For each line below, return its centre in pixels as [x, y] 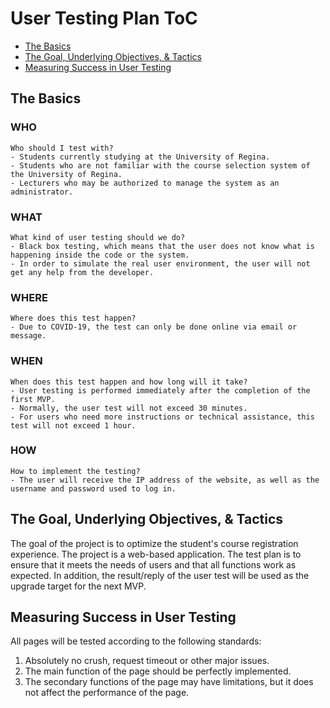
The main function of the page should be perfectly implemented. [158, 671]
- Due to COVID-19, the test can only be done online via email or [154, 327]
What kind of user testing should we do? [98, 237]
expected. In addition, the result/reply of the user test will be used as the [160, 575]
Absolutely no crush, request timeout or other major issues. [147, 661]
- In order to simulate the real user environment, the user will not [160, 263]
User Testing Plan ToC [104, 18]
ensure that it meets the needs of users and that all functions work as [153, 564]
